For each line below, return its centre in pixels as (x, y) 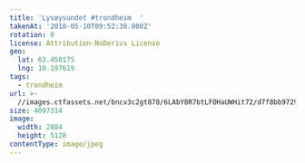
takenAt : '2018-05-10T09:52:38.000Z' (81, 26)
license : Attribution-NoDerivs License (85, 43)
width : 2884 (40, 128)
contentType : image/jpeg (56, 144)
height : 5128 (42, 136)
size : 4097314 (36, 110)
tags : (20, 77)
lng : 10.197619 (46, 69)
